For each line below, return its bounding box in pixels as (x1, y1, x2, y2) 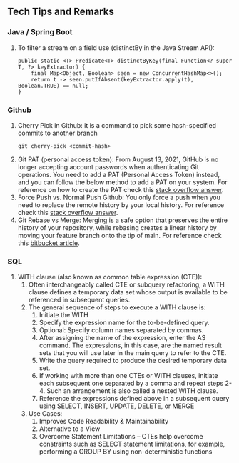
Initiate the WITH (39, 311, 89, 319)
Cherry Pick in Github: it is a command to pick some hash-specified (17, 121, 216, 129)
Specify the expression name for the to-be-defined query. (39, 318, 210, 327)
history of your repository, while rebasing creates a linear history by (17, 223, 218, 231)
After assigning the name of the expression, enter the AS (39, 334, 206, 342)
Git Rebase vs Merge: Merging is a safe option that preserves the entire (17, 216, 228, 224)
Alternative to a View (39, 424, 101, 433)
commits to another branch (17, 129, 98, 137)
